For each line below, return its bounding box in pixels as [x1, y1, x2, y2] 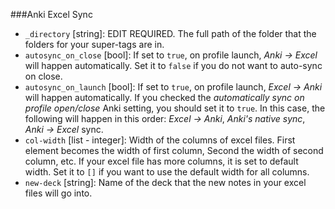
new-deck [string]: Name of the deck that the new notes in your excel [24, 177, 307, 188]
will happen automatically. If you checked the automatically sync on [24, 92, 305, 103]
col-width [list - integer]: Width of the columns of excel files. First [24, 134, 296, 146]
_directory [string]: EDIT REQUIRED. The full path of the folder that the [24, 28, 317, 39]
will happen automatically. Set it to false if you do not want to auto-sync [24, 60, 323, 71]
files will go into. [24, 187, 93, 199]
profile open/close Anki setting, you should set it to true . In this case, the [24, 102, 326, 114]
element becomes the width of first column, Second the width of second [24, 145, 324, 156]
